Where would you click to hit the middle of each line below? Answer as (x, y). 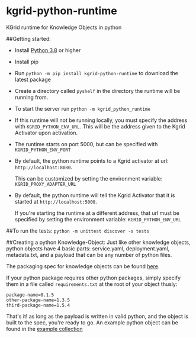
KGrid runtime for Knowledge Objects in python (64, 27)
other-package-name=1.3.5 (38, 300)
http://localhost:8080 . (44, 167)
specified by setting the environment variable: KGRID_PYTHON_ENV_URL (98, 219)
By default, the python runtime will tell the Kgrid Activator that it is (95, 195)
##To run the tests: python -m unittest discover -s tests (78, 231)
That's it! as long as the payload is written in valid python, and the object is (97, 316)
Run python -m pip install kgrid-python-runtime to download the (97, 73)
